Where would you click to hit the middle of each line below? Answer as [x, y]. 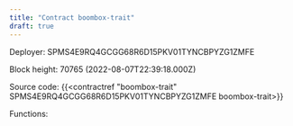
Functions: [29, 113]
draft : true [32, 26]
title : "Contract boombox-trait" [72, 18]
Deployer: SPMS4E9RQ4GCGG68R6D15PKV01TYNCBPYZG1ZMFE [132, 51]
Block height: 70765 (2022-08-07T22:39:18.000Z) [103, 69]
